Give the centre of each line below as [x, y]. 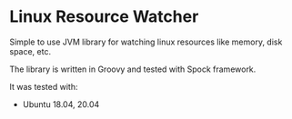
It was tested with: [44, 86]
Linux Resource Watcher [104, 17]
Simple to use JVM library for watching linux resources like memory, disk [146, 42]
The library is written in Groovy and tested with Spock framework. [133, 69]
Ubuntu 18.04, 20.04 [61, 104]
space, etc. [30, 51]
